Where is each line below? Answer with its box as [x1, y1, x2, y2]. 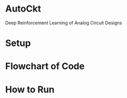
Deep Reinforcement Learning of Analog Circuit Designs [5, 20, 122, 26]
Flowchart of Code [5, 61, 85, 72]
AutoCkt [5, 3, 41, 15]
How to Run [5, 84, 55, 95]
